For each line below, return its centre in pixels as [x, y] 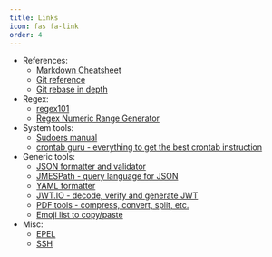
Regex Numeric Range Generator [98, 118]
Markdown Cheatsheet [79, 70]
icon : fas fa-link [44, 26]
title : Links [34, 18]
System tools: [48, 128]
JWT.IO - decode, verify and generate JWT [117, 195]
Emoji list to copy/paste [80, 215]
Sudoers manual [67, 138]
